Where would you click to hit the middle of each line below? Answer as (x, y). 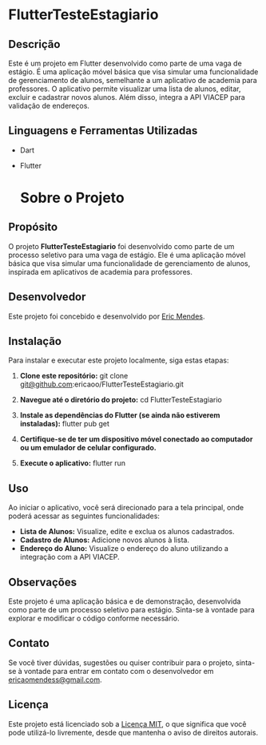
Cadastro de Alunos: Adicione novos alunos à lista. (105, 540)
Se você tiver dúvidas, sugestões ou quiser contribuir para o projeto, (121, 662)
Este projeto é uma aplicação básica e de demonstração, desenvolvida (125, 601)
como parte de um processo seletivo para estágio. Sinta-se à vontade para (132, 610)
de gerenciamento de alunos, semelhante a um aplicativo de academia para (133, 80)
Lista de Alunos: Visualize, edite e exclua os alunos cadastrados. (127, 532)
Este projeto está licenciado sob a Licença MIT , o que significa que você (127, 723)
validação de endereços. (49, 106)
